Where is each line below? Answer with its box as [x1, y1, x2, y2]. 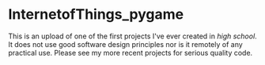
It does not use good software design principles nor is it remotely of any [8, 39, 243, 49]
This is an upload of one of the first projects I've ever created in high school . [8, 31, 257, 41]
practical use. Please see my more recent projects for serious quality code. [8, 48, 253, 57]
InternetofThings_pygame [8, 5, 184, 23]
